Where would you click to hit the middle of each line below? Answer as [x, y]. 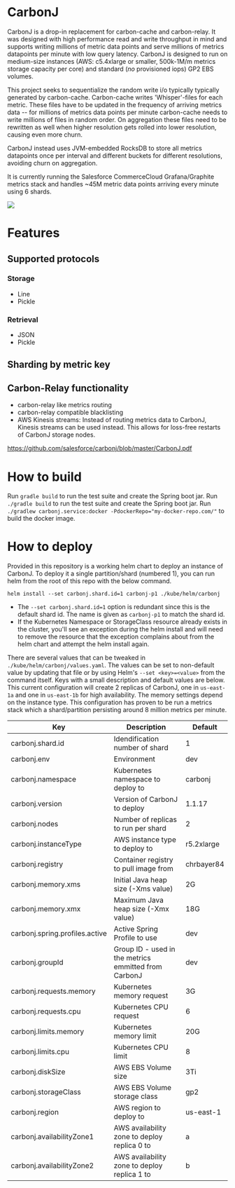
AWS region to [137, 1108]
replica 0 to [133, 1145]
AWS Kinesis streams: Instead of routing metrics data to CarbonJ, [112, 420]
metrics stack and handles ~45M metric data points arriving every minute [113, 184]
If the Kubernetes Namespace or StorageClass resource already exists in [122, 622]
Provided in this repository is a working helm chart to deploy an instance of [115, 566]
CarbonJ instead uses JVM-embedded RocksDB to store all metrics [105, 148]
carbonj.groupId [37, 962]
